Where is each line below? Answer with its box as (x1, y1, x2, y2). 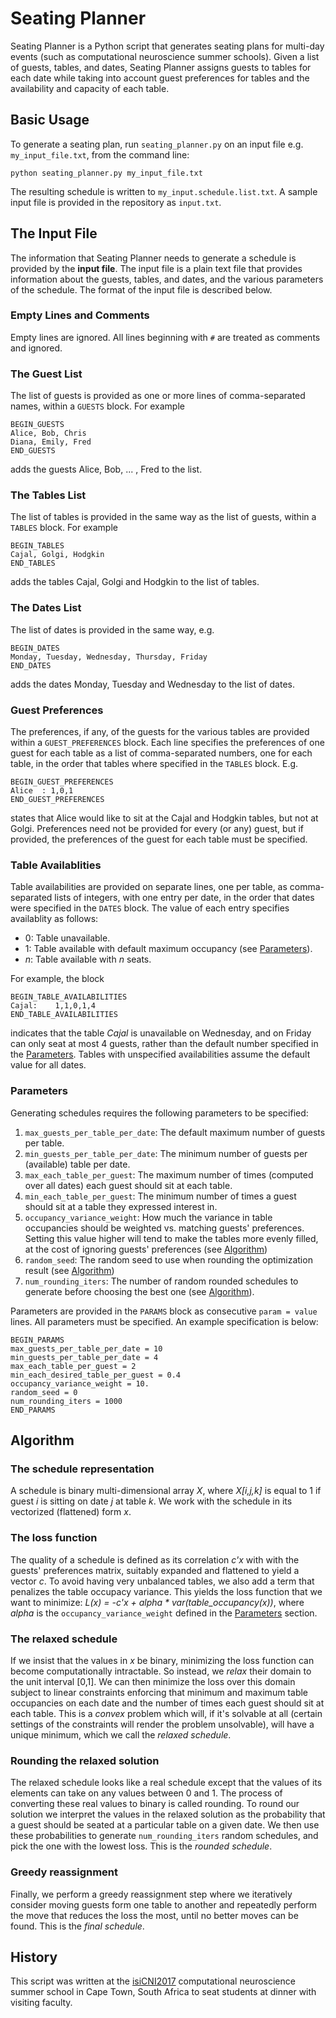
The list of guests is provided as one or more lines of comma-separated (10, 390, 306, 402)
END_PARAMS (10, 1405, 56, 1415)
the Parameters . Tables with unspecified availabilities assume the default (10, 1048, 311, 1061)
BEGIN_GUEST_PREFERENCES (10, 777, 114, 787)
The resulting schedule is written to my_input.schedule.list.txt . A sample (10, 185, 318, 197)
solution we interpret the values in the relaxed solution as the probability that (10, 1808, 326, 1821)
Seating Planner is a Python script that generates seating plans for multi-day (10, 40, 325, 52)
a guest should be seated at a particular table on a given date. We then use (10, 1819, 320, 1831)
